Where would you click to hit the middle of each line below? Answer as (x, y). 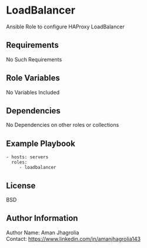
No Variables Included (33, 92)
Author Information (42, 218)
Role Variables (33, 78)
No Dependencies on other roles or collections (63, 125)
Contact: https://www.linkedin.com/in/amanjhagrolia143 (73, 239)
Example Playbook (41, 143)
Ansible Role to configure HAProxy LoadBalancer (65, 27)
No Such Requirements (34, 59)
